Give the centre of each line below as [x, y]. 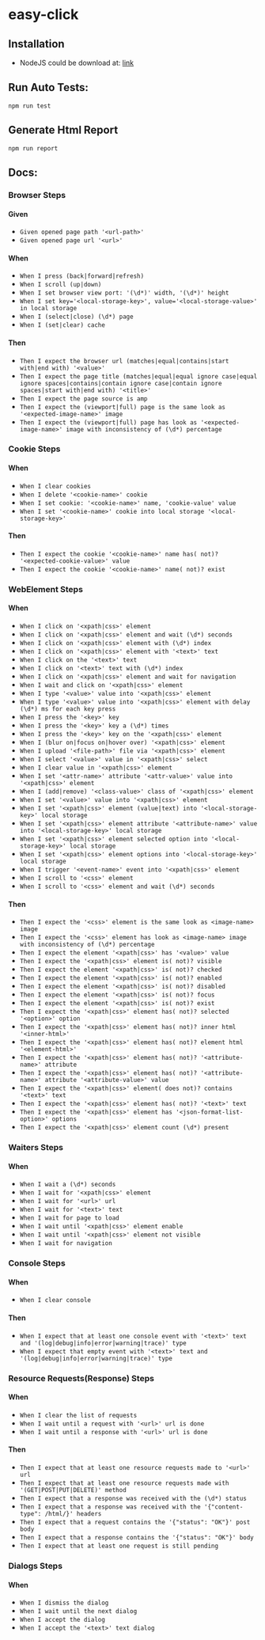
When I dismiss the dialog [64, 1603]
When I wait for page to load [70, 1218]
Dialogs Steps [36, 1566]
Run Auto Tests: [48, 87]
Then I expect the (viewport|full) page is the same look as [123, 407]
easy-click [44, 15]
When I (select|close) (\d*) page [76, 317]
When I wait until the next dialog [78, 1612]
